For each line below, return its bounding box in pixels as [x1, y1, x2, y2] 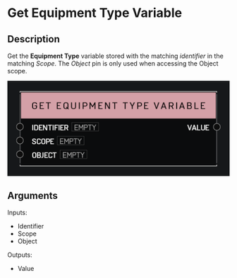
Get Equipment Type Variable [7, 5, 183, 21]
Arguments [7, 189, 59, 202]
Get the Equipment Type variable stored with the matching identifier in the [7, 52, 224, 60]
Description [7, 33, 60, 45]
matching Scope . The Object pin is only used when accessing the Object [7, 59, 219, 68]
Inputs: [7, 208, 28, 217]
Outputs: [7, 250, 33, 259]
